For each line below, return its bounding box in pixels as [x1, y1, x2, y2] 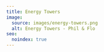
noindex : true [11, 36, 47, 42]
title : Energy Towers [6, 8, 61, 15]
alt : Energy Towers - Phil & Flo [11, 25, 96, 32]
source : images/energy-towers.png [11, 20, 98, 26]
